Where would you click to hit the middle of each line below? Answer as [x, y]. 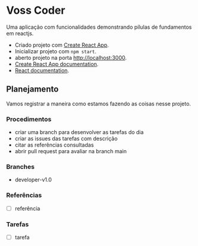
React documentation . [42, 70]
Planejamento [33, 89]
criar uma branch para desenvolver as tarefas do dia [79, 132]
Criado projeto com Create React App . [62, 45]
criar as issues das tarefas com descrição [66, 139]
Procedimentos [29, 119]
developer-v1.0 [33, 180]
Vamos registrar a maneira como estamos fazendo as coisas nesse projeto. [99, 104]
